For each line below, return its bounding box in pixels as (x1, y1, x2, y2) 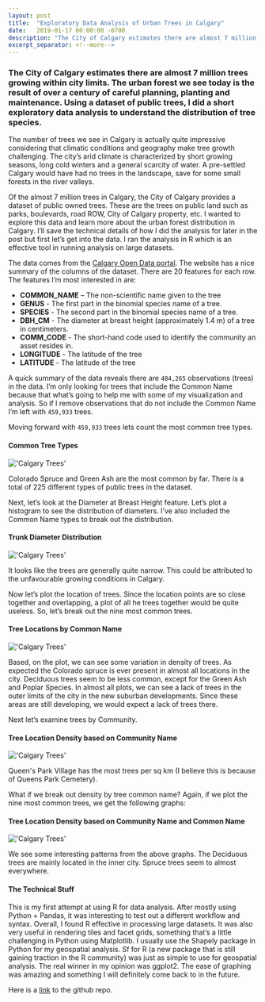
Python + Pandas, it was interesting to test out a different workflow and (8, 910, 240, 920)
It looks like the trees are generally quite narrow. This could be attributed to (8, 565, 253, 575)
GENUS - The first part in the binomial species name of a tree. (19, 299, 222, 309)
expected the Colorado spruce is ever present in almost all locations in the (8, 666, 251, 675)
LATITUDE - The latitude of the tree (19, 358, 136, 367)
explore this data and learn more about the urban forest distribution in (8, 217, 236, 227)
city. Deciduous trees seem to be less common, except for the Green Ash (8, 674, 247, 684)
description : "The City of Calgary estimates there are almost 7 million (8, 33, 257, 42)
